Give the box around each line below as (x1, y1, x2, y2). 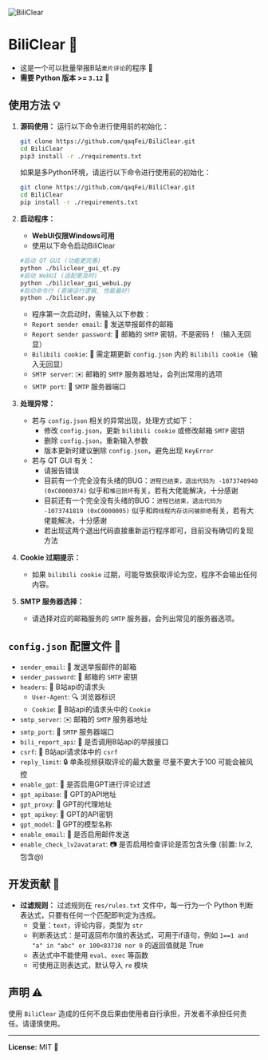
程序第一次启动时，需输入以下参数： (31, 309, 152, 319)
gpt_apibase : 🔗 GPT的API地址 (19, 790, 117, 799)
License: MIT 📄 (8, 1042, 59, 1051)
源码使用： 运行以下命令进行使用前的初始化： (19, 121, 169, 131)
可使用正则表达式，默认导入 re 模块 (31, 960, 148, 970)
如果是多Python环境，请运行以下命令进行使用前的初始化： (19, 168, 211, 177)
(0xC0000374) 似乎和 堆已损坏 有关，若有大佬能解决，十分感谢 (43, 486, 238, 496)
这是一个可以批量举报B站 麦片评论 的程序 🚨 (19, 62, 153, 72)
